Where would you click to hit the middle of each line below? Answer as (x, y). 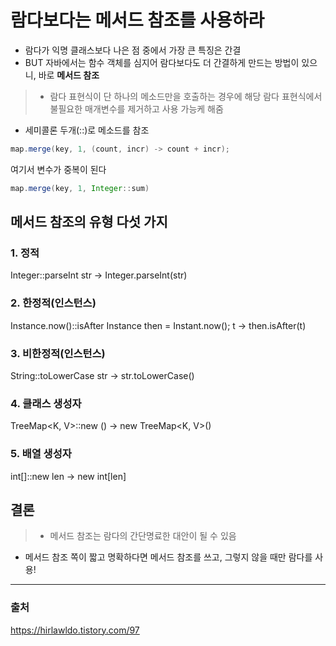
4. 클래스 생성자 (46, 403)
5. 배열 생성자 (41, 454)
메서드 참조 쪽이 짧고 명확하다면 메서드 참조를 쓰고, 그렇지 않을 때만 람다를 (168, 557)
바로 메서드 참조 (69, 75)
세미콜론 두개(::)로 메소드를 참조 (87, 130)
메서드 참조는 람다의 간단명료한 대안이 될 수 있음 (143, 536)
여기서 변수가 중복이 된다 (58, 169)
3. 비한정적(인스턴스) (58, 353)
